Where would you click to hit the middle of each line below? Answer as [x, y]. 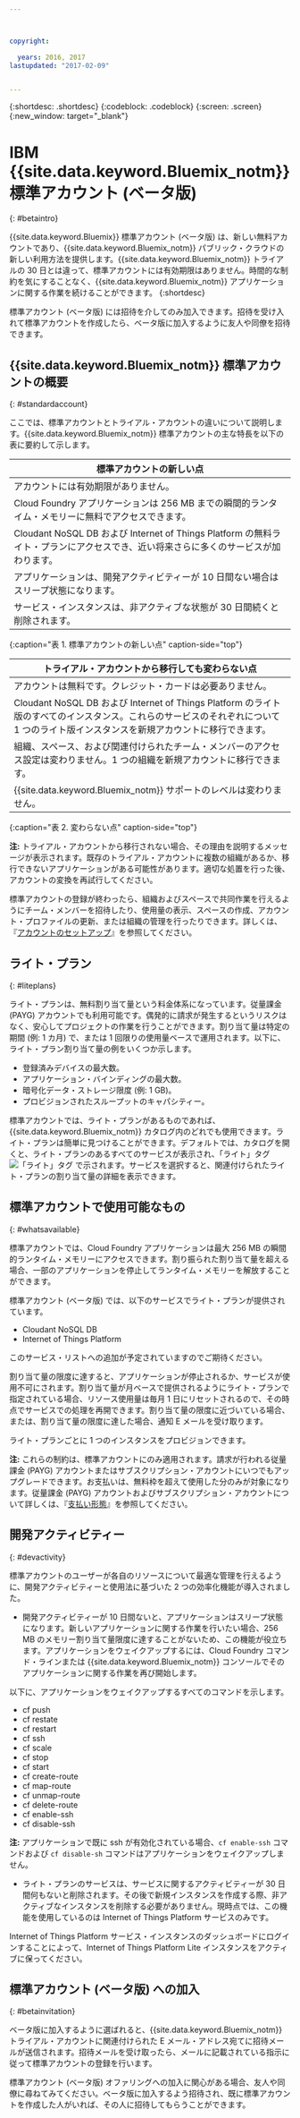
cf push [36, 1709]
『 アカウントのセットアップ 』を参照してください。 [103, 932]
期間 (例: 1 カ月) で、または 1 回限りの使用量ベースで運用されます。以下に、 [147, 1037]
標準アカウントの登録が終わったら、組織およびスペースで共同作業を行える [146, 899]
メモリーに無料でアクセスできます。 [116, 517]
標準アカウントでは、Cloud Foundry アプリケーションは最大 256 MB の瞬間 [148, 1247]
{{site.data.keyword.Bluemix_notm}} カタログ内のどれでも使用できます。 [143, 1131]
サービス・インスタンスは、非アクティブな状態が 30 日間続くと [146, 608]
